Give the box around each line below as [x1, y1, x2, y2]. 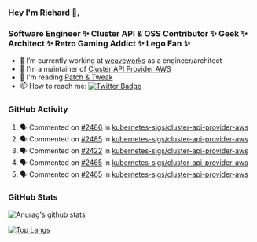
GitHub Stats [8, 192, 58, 203]
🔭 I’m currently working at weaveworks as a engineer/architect [19, 56, 222, 65]
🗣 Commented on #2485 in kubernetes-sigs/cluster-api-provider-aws [19, 134, 249, 144]
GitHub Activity [8, 104, 68, 115]
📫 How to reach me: [19, 82, 87, 91]
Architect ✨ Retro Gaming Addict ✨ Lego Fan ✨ [8, 38, 191, 49]
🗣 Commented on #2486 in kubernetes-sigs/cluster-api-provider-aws [19, 122, 249, 132]
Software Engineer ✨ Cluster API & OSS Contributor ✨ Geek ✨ [8, 27, 248, 38]
